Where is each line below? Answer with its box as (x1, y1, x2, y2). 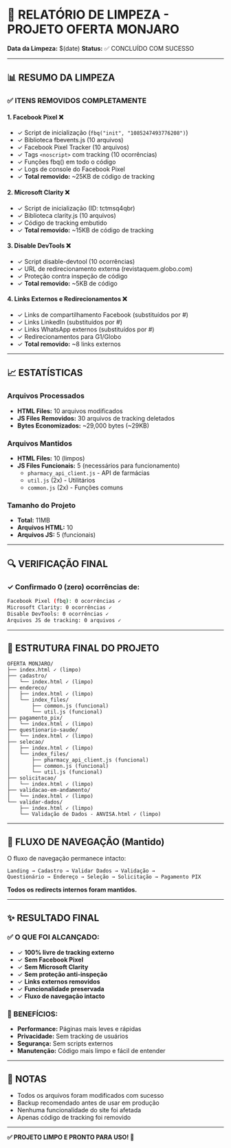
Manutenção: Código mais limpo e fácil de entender (16, 1047, 166, 1055)
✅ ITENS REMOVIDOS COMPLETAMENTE (7, 96, 146, 106)
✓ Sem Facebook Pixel (16, 956, 84, 964)
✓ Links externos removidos (16, 977, 101, 986)
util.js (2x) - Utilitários (27, 476, 96, 485)
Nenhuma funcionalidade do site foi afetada (16, 1105, 142, 1114)
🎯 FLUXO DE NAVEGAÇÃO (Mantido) (7, 836, 165, 848)
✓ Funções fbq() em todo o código (16, 158, 116, 166)
